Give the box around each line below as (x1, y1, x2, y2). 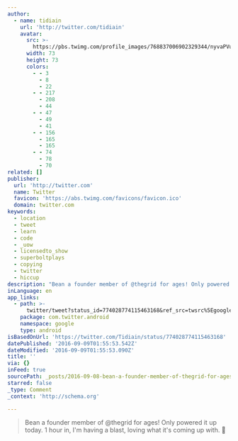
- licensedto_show (13, 247, 69, 255)
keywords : (7, 208, 37, 216)
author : (7, 10, 30, 18)
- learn (13, 228, 37, 235)
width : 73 (25, 50, 55, 57)
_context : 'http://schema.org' (7, 393, 100, 400)
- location (13, 215, 46, 222)
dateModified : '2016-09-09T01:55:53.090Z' (7, 347, 135, 354)
